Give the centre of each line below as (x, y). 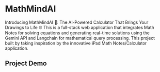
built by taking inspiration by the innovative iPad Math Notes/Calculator (76, 43)
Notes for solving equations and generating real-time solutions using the (77, 33)
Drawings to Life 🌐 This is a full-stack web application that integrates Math (80, 27)
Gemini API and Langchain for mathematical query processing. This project (80, 38)
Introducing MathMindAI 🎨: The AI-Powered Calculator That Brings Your (77, 22)
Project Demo (26, 64)
